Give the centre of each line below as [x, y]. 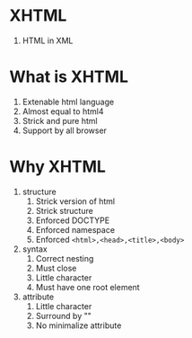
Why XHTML [57, 167]
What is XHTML [69, 77]
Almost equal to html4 [63, 111]
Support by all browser [65, 130]
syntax [35, 249]
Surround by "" [63, 316]
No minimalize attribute [79, 325]
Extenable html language [68, 102]
